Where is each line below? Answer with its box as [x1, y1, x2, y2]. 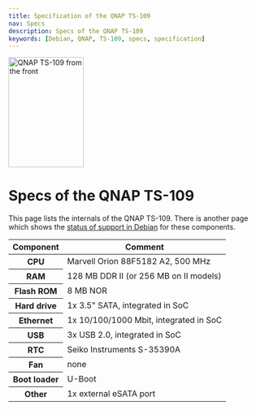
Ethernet [19, 315, 54, 326]
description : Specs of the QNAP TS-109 [8, 27, 144, 35]
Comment [124, 241, 164, 252]
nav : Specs [8, 19, 46, 28]
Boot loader [12, 374, 59, 386]
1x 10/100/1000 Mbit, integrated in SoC [67, 314, 223, 326]
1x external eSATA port [67, 387, 156, 399]
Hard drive [15, 300, 57, 312]
